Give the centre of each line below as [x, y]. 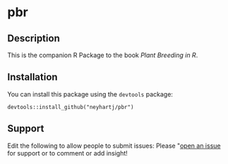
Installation [32, 77]
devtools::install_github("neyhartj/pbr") [71, 107]
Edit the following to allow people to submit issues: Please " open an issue [114, 146]
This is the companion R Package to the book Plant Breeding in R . [103, 55]
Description [34, 38]
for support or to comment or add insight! [68, 153]
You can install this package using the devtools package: [90, 94]
